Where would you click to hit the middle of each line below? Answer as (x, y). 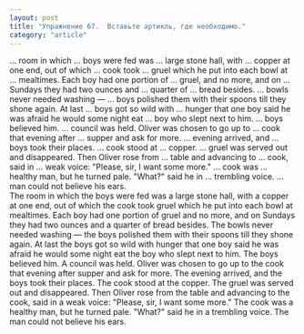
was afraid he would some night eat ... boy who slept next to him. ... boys (147, 118)
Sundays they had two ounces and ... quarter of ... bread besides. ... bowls (149, 90)
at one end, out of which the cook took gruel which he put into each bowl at (151, 206)
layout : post (34, 18)
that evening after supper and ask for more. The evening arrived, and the (146, 273)
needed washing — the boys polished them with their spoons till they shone (152, 235)
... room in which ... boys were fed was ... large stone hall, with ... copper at (150, 61)
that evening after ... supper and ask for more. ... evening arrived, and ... (144, 138)
